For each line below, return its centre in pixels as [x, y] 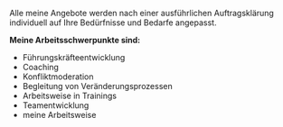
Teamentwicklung [56, 105]
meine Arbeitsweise [59, 115]
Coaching [40, 67]
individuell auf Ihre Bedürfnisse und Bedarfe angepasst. [113, 23]
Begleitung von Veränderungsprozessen [98, 86]
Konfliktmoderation [58, 77]
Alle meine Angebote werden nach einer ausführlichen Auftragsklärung [141, 13]
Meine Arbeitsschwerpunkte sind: [75, 40]
